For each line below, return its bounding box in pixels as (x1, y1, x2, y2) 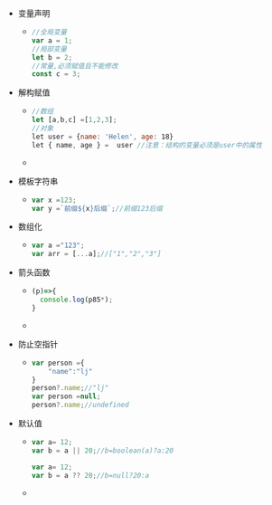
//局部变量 (31, 44, 68, 53)
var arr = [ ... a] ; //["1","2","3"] (31, 250, 162, 259)
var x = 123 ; (31, 195, 77, 205)
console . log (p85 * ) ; (39, 295, 113, 304)
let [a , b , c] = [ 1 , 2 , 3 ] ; (31, 116, 117, 125)
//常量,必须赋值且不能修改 (31, 62, 118, 71)
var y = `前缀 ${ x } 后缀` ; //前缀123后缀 (31, 204, 163, 213)
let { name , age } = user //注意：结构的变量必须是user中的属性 (31, 140, 263, 149)
